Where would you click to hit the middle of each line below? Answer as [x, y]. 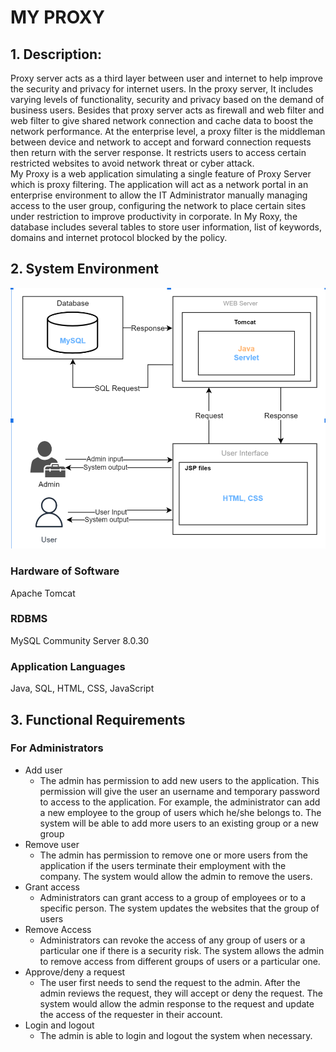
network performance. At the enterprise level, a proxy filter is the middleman [168, 131]
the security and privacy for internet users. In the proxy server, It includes [162, 89]
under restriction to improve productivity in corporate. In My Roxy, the [154, 216]
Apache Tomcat [43, 593]
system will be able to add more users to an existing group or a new [179, 823]
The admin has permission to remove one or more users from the [173, 855]
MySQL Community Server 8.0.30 [80, 640]
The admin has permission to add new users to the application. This [179, 780]
